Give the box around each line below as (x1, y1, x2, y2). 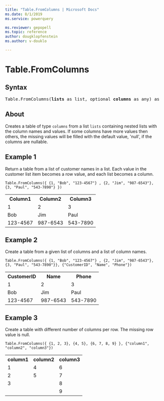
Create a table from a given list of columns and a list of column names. (5, 249, 147, 254)
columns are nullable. (5, 139, 48, 145)
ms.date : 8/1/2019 (5, 12, 42, 17)
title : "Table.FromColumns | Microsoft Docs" (5, 7, 99, 12)
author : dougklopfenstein (5, 34, 58, 39)
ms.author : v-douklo (5, 39, 47, 44)
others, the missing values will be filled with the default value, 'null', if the (5, 133, 152, 139)
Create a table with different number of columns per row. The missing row (5, 327, 154, 333)
